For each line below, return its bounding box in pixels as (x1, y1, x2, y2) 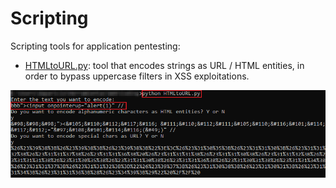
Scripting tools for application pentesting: (10, 40, 181, 52)
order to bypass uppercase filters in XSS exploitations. (24, 70, 250, 82)
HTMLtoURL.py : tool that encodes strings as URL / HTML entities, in (24, 59, 305, 71)
